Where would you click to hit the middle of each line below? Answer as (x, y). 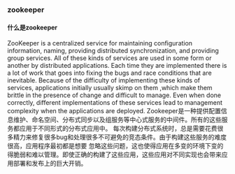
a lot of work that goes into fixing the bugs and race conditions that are (109, 73)
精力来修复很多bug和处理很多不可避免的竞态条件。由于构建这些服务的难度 (120, 137)
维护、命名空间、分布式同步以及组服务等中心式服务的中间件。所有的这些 (117, 119)
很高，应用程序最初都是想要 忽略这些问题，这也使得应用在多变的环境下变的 (115, 146)
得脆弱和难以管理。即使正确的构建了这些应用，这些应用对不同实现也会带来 (114, 154)
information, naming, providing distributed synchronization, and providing (113, 51)
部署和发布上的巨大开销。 (50, 164)
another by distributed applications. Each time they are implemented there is (117, 66)
